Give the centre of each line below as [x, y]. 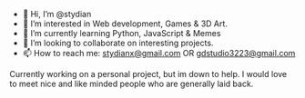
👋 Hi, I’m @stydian [57, 14]
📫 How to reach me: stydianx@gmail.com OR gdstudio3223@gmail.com [159, 53]
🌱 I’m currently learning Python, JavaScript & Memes [122, 33]
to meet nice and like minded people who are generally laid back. [132, 83]
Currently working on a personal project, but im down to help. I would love [148, 74]
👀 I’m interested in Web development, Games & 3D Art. [125, 24]
